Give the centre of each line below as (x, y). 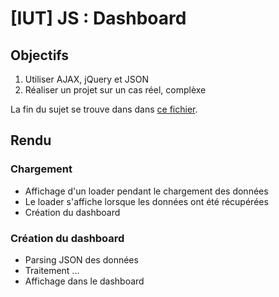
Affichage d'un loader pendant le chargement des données (146, 191)
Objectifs (40, 55)
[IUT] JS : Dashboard (98, 18)
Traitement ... (52, 270)
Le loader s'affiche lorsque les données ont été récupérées (146, 201)
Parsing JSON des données (81, 259)
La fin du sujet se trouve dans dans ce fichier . (104, 109)
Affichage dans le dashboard (84, 281)
